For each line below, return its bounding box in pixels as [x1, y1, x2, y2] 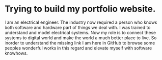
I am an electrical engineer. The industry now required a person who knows [4, 19, 158, 25]
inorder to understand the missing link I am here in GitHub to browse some [4, 40, 155, 45]
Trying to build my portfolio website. [4, 3, 156, 15]
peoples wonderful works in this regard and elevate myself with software [4, 45, 152, 51]
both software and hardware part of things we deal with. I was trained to [4, 24, 151, 30]
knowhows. [4, 50, 28, 56]
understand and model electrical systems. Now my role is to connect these [4, 30, 156, 35]
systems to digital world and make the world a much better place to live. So [4, 35, 157, 41]
